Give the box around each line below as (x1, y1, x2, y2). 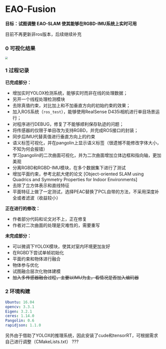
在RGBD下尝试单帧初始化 (12, 249, 64, 255)
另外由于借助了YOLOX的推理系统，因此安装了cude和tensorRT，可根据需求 (5, 333, 159, 339)
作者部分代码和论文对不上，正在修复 (12, 216, 87, 222)
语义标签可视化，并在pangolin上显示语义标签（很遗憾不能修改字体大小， (12, 139, 162, 145)
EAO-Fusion (5, 3, 56, 15)
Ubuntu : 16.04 (5, 300, 35, 305)
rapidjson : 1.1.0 (5, 323, 41, 328)
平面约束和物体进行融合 (12, 255, 61, 262)
